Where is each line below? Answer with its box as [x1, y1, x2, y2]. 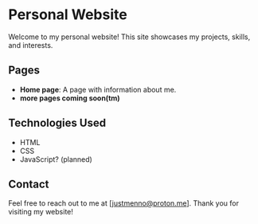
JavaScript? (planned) [19, 154, 93, 164]
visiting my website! [8, 207, 74, 217]
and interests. [8, 40, 53, 49]
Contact [8, 177, 49, 191]
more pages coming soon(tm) [19, 93, 121, 103]
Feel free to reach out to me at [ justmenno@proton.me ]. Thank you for [8, 198, 239, 208]
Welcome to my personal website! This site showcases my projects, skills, [8, 32, 251, 41]
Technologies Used [8, 116, 106, 130]
